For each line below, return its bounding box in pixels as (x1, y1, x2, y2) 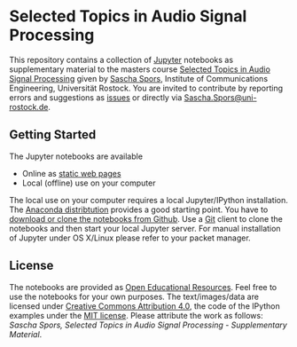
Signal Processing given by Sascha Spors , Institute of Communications (9, 73, 269, 83)
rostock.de (9, 101, 49, 112)
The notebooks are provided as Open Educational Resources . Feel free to (9, 281, 277, 292)
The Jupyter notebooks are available (9, 151, 144, 162)
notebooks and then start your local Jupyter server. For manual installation (9, 223, 281, 233)
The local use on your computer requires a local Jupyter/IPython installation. (9, 194, 288, 205)
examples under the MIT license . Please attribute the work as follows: (9, 310, 263, 320)
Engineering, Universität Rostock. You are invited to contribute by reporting (9, 83, 284, 93)
